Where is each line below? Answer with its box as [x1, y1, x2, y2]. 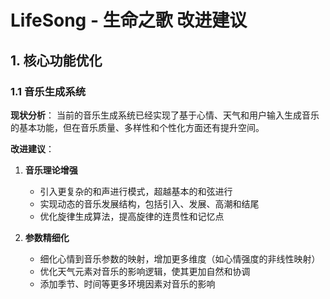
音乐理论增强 [24, 164, 78, 176]
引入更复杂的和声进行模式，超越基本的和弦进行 [39, 185, 233, 197]
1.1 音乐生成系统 [10, 84, 87, 98]
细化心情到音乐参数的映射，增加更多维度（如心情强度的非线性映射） [39, 252, 321, 265]
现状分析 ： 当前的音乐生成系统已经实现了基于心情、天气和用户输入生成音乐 [10, 109, 320, 121]
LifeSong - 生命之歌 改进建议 [10, 9, 248, 32]
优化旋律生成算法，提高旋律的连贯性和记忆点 [39, 210, 225, 222]
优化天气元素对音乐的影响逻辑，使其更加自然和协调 [39, 265, 251, 277]
